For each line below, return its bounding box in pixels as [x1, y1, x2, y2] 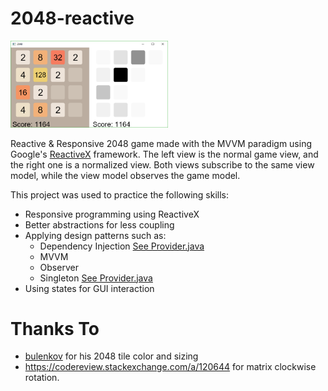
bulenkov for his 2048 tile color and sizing [24, 350, 199, 362]
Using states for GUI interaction [24, 282, 155, 294]
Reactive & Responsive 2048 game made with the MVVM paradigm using [10, 137, 312, 149]
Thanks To [10, 317, 100, 340]
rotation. [24, 372, 60, 384]
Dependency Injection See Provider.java [39, 240, 205, 252]
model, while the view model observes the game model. [10, 169, 241, 181]
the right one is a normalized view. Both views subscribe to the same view [10, 158, 315, 171]
